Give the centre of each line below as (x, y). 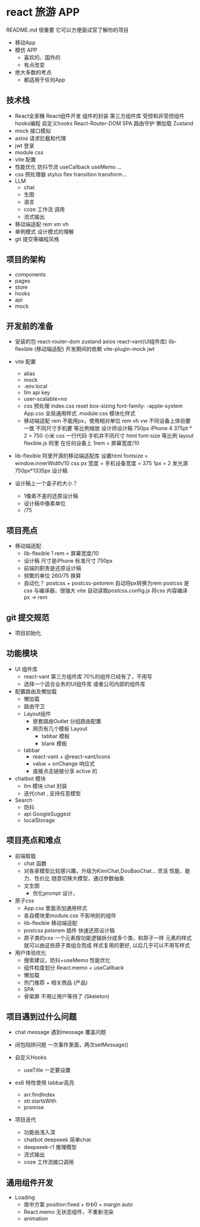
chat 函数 (35, 863)
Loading (25, 1197)
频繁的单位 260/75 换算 (52, 576)
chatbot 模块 (30, 778)
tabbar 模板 (56, 736)
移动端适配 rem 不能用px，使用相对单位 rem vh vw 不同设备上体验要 (107, 421)
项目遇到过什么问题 (41, 1017)
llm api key (37, 393)
